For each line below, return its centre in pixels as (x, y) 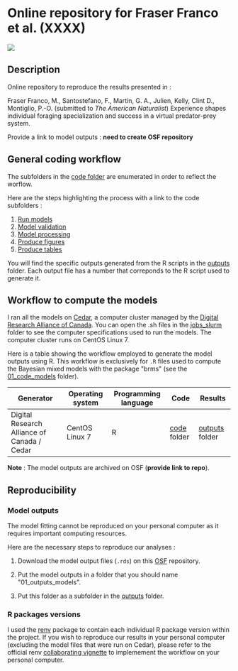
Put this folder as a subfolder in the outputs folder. (91, 596)
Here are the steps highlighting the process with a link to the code (103, 197)
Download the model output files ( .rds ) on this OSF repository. (109, 561)
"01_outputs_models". (49, 582)
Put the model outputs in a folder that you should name (98, 575)
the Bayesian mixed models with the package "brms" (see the (97, 369)
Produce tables (40, 249)
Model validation (42, 227)
